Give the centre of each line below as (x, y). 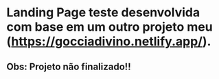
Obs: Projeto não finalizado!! (69, 66)
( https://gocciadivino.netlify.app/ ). (109, 42)
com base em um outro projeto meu (110, 27)
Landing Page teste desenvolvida (103, 13)
